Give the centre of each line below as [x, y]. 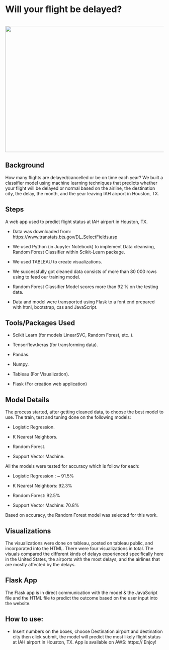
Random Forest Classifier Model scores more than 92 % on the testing [85, 287]
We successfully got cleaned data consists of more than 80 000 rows [84, 272]
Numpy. [21, 364]
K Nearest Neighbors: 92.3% [42, 486]
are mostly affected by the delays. [40, 564]
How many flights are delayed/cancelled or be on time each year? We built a [84, 177]
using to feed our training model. [46, 277]
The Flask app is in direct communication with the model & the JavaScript [81, 592]
